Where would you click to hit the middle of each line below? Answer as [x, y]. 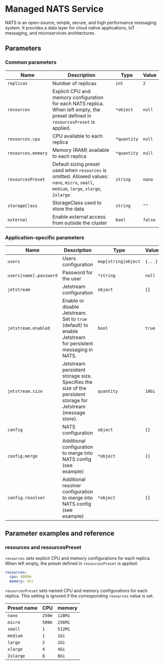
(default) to [75, 325]
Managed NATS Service [54, 9]
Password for [78, 272]
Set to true [75, 319]
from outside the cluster [80, 223]
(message [74, 412]
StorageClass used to [77, 203]
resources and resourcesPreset [43, 547]
